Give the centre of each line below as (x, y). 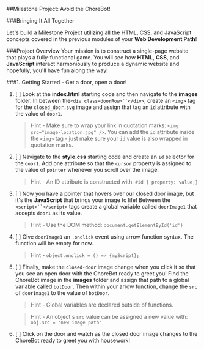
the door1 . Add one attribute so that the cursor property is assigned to (103, 163)
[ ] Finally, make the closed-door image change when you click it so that (105, 267)
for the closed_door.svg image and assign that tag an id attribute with (103, 107)
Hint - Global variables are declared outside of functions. (102, 305)
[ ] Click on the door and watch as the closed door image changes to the (106, 334)
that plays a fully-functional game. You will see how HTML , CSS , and (93, 57)
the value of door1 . (38, 114)
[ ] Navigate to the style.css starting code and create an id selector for (105, 157)
